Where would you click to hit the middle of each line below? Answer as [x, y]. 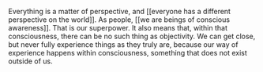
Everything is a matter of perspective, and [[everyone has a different [120, 11]
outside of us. [30, 61]
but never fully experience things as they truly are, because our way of [123, 45]
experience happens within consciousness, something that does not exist [128, 53]
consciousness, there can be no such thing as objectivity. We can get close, [132, 36]
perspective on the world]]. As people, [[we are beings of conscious [119, 20]
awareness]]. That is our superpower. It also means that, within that [118, 28]
